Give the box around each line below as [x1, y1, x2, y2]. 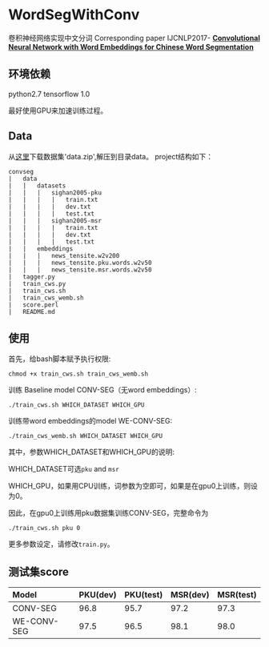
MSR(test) [217, 589, 257, 601]
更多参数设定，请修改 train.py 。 [8, 539, 114, 549]
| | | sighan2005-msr [8, 216, 102, 225]
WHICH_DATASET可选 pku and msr [8, 464, 120, 474]
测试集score [8, 565, 70, 578]
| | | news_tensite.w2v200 [8, 251, 120, 259]
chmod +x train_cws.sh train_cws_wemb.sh [8, 370, 149, 378]
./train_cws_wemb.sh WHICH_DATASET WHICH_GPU [8, 432, 163, 440]
